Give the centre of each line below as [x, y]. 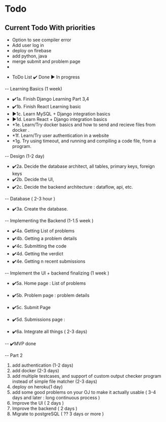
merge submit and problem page [46, 61]
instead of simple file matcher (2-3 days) [54, 381]
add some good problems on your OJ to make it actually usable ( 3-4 [84, 392]
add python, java [30, 56]
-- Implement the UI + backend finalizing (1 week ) [57, 273]
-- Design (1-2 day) [25, 156]
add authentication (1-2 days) [43, 365]
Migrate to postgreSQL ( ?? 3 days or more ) [58, 414]
